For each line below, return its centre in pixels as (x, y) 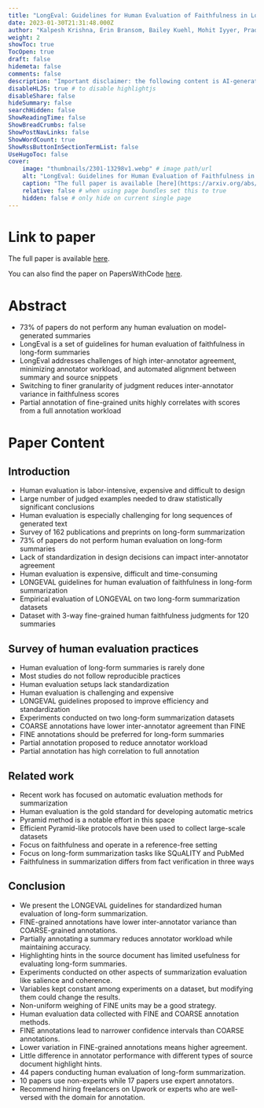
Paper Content (57, 443)
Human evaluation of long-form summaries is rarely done (112, 668)
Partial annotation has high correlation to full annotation (109, 751)
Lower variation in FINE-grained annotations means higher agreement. (133, 1047)
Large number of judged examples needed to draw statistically (121, 499)
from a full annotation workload (70, 411)
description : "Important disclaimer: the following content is (114, 81)
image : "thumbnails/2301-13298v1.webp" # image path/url (117, 169)
